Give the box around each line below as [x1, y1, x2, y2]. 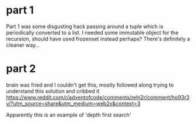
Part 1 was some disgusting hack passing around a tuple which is [6, 23, 164, 30]
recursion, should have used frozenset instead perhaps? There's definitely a [6, 35, 191, 42]
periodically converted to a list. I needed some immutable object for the [6, 29, 179, 36]
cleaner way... [6, 42, 40, 49]
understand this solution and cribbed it [6, 87, 100, 94]
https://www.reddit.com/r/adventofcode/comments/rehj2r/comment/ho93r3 [6, 94, 190, 101]
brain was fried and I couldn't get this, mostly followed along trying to [6, 81, 174, 88]
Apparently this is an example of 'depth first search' [6, 111, 131, 118]
